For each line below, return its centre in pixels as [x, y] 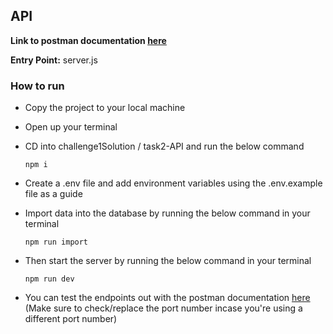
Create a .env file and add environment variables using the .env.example [173, 183]
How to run [37, 86]
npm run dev [49, 279]
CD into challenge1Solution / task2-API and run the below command [164, 146]
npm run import [56, 242]
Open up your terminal [71, 127]
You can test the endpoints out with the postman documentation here [167, 298]
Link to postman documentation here [88, 40]
